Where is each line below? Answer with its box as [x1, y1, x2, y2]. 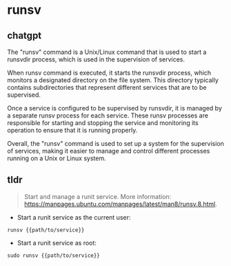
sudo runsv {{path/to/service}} [7, 251, 100, 259]
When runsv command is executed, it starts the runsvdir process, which [7, 68, 212, 77]
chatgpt [7, 30, 42, 41]
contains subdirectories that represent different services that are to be [7, 84, 207, 91]
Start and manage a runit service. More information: [23, 192, 172, 200]
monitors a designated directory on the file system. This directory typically [7, 76, 219, 84]
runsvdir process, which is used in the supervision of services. [7, 55, 185, 64]
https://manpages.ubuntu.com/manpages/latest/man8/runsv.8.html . [23, 200, 217, 208]
